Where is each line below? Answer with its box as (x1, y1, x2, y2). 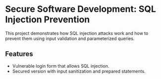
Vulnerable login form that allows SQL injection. (12, 63, 109, 69)
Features (5, 50, 33, 58)
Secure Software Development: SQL (5, 3, 156, 15)
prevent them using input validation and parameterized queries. (5, 36, 135, 41)
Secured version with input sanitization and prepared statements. (12, 68, 146, 74)
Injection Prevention (5, 14, 90, 25)
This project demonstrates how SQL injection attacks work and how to (5, 30, 149, 36)
